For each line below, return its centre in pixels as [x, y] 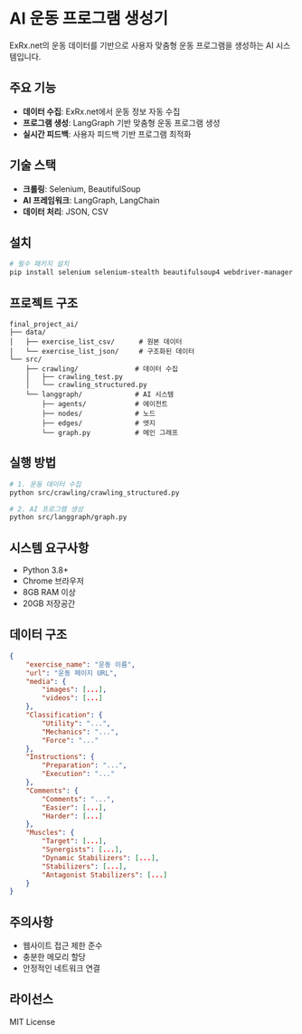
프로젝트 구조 [44, 303]
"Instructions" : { [60, 757]
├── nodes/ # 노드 [99, 413]
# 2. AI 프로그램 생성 [47, 509]
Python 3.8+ [46, 570]
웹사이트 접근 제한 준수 [62, 945]
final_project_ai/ [44, 324]
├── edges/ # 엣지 [99, 423]
